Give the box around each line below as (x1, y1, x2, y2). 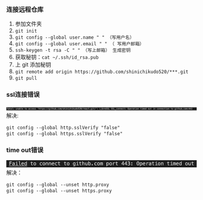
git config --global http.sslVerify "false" (6, 124, 120, 131)
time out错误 (6, 146, 43, 154)
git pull (14, 76, 37, 82)
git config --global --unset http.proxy (6, 182, 110, 188)
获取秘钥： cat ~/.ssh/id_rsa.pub (14, 53, 99, 61)
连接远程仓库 (6, 5, 44, 13)
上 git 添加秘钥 (14, 61, 51, 68)
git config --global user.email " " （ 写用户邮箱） (14, 41, 144, 47)
